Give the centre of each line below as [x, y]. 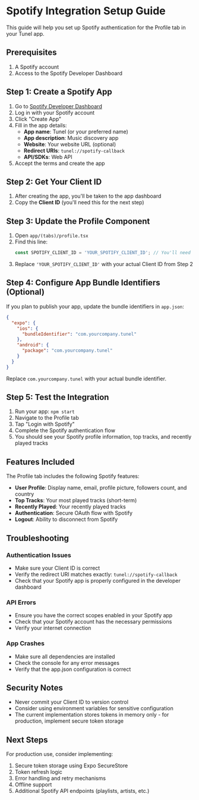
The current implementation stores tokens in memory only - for [92, 715]
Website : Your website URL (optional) [70, 144]
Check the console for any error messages [67, 662]
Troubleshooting [38, 538]
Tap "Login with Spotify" [45, 424]
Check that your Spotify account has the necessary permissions [93, 622]
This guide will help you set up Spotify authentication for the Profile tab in [96, 27]
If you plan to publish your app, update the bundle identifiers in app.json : [95, 306]
